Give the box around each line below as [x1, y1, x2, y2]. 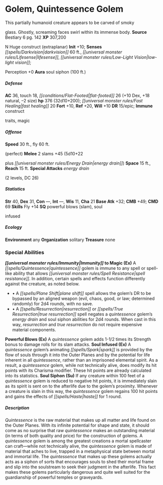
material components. [12, 327, 56, 333]
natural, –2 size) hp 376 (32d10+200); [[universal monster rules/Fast [5, 97, 143, 103]
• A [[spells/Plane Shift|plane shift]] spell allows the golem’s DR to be [12, 291, 151, 296]
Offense [5, 129, 22, 135]
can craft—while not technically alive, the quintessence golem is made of [5, 443, 152, 449]
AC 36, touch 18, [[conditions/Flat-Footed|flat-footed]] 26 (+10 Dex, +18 [5, 92, 150, 98]
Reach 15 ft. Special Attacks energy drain [5, 165, 89, 171]
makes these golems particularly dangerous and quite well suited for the [5, 469, 150, 475]
